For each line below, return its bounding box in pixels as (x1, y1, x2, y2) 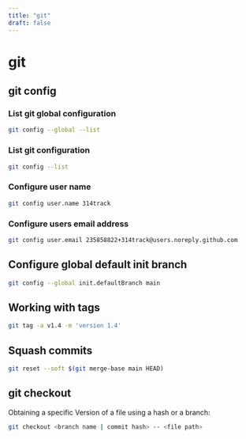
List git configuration (8, 145, 91, 156)
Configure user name (8, 181, 91, 192)
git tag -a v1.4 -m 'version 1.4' (8, 322, 122, 330)
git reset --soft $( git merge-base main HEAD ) (8, 365, 164, 373)
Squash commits (8, 343, 93, 357)
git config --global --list (8, 126, 101, 134)
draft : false (8, 19, 51, 27)
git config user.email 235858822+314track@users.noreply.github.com (8, 236, 238, 244)
